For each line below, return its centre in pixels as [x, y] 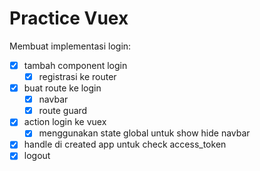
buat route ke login [62, 88]
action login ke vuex [65, 122]
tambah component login [75, 65]
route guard [63, 111]
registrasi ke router [77, 76]
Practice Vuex [69, 18]
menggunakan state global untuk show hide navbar [144, 133]
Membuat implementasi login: [70, 46]
